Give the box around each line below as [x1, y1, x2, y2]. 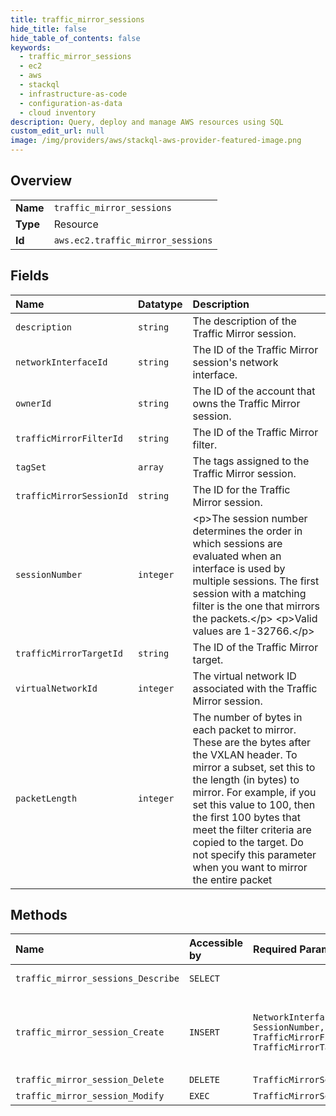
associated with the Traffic [192, 681, 318, 695]
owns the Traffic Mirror [192, 396, 301, 410]
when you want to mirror [192, 860, 308, 874]
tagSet [15, 461, 47, 473]
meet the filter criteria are [192, 822, 312, 836]
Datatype [138, 297, 183, 311]
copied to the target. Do [192, 835, 304, 849]
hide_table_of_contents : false [10, 33, 141, 43]
